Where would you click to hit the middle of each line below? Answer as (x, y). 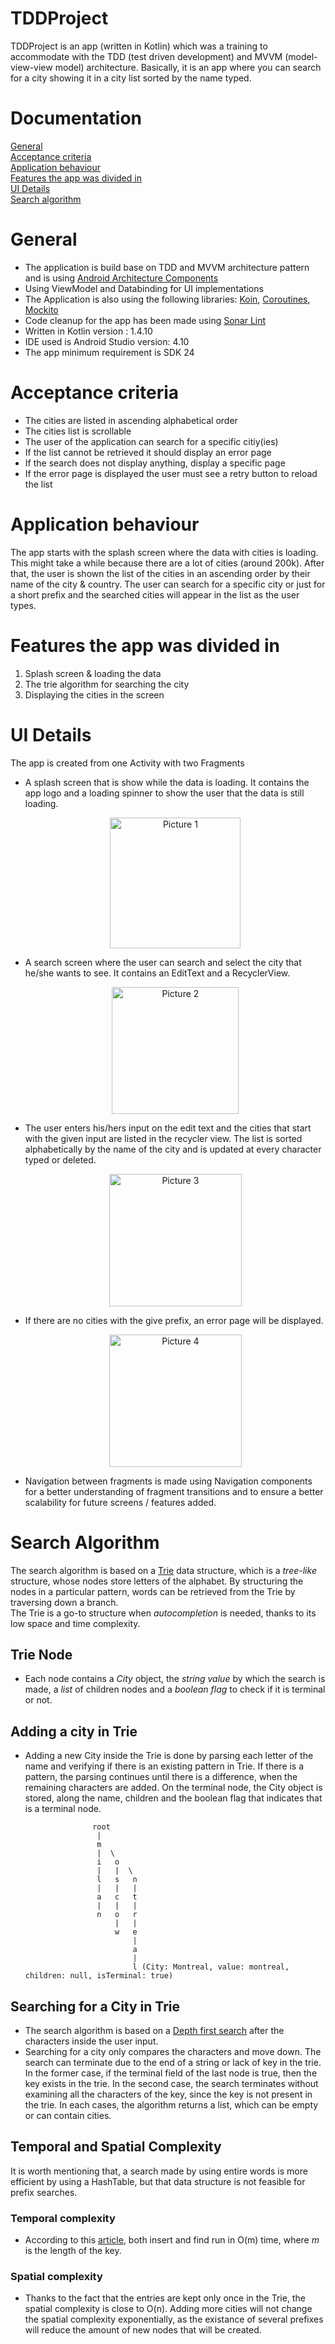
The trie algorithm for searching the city (107, 684)
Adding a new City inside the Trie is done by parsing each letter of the (169, 1756)
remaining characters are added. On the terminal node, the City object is (173, 1788)
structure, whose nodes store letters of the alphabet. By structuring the (157, 1581)
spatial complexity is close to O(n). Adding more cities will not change (168, 2309)
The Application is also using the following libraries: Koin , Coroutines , (167, 299)
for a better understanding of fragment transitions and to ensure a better (174, 1491)
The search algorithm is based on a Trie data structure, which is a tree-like (163, 1570)
